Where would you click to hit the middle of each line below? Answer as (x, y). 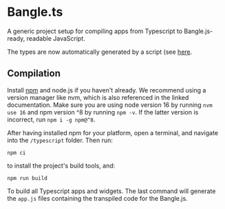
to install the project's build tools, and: (61, 166)
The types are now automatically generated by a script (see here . (100, 52)
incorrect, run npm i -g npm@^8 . (51, 119)
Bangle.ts (35, 12)
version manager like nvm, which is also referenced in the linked (98, 97)
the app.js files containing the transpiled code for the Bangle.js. (97, 198)
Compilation (34, 73)
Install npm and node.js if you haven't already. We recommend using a (107, 90)
